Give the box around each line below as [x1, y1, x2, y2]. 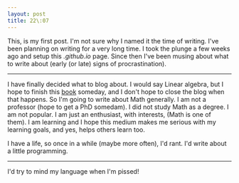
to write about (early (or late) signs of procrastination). [7, 59, 167, 68]
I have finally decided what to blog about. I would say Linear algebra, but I [7, 80, 224, 88]
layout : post [7, 10, 46, 18]
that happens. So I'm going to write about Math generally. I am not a [7, 95, 206, 103]
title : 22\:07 [7, 17, 50, 24]
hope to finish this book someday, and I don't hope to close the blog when [7, 87, 225, 96]
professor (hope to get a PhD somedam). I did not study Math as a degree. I [7, 103, 229, 111]
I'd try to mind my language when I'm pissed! [7, 167, 139, 175]
